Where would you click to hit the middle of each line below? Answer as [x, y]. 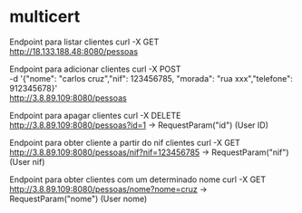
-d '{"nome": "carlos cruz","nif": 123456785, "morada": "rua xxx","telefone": [151, 78]
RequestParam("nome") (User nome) [78, 198]
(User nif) [27, 161]
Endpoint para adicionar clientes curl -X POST [95, 69]
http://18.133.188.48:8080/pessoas [74, 51]
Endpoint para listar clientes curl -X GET [84, 42]
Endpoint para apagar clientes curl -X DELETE [95, 115]
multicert [45, 17]
